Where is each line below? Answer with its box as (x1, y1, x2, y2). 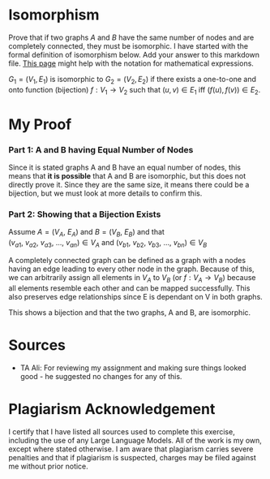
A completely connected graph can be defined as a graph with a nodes (8, 255, 246, 265)
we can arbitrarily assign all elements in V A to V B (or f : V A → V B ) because (8, 272, 257, 284)
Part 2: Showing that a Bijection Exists (8, 209, 161, 220)
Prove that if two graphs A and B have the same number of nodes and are (8, 32, 255, 42)
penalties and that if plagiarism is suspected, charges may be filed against (8, 452, 257, 462)
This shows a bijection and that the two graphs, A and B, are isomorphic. (8, 307, 251, 317)
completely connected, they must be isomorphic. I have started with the (8, 41, 249, 50)
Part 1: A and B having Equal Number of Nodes (8, 144, 194, 155)
